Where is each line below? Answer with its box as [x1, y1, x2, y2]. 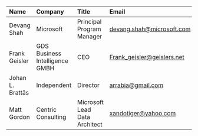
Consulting [36, 113, 67, 121]
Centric [36, 106, 57, 114]
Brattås [9, 89, 29, 96]
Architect [77, 121, 103, 128]
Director [77, 81, 100, 89]
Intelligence [36, 57, 69, 64]
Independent [36, 81, 72, 89]
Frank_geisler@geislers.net [109, 53, 184, 61]
